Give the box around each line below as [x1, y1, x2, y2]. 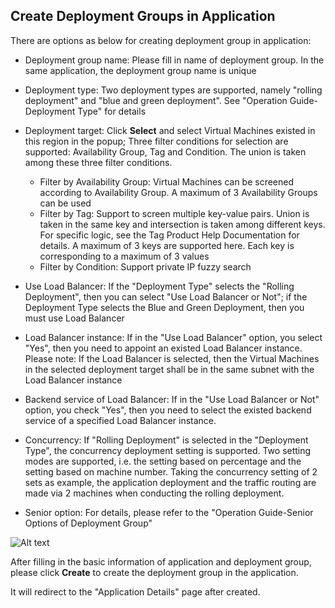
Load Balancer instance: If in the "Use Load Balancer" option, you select [24, 331, 323, 343]
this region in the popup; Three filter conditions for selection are [24, 135, 289, 147]
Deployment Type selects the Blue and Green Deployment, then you [24, 301, 305, 313]
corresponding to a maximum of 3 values [39, 250, 210, 262]
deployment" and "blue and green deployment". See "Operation [24, 94, 288, 106]
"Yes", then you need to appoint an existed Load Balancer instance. [24, 342, 303, 354]
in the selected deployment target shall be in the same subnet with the [24, 363, 315, 375]
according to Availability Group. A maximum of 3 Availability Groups [39, 186, 318, 198]
